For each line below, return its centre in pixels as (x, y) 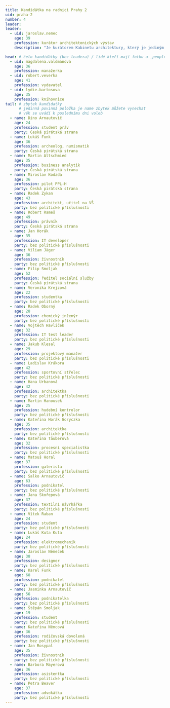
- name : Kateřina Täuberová (39, 438)
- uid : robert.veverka (34, 76)
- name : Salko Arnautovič (37, 476)
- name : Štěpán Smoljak (35, 608)
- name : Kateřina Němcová (37, 627)
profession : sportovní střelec (47, 372)
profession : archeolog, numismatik (52, 146)
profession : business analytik (47, 165)
